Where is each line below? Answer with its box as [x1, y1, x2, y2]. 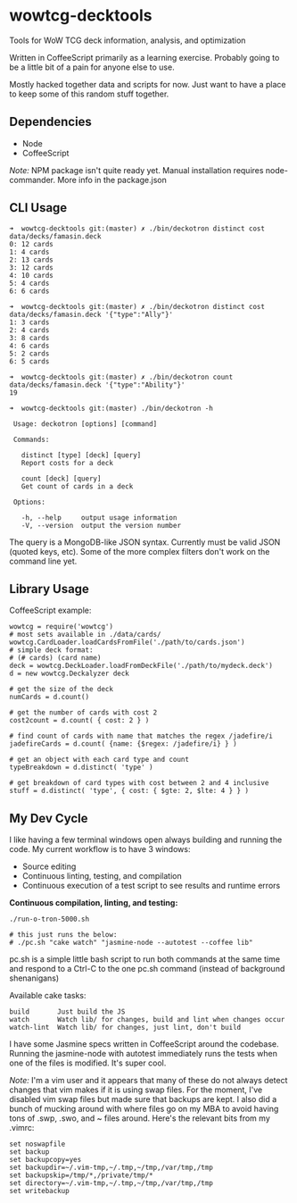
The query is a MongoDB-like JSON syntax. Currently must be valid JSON [9, 537, 281, 547]
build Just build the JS [9, 1007, 126, 1016]
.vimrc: [9, 1123, 35, 1133]
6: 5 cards [9, 356, 50, 366]
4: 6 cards [9, 341, 50, 350]
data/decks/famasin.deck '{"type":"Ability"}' [9, 380, 186, 389]
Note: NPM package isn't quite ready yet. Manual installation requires [9, 164, 264, 175]
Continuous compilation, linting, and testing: [9, 898, 178, 908]
